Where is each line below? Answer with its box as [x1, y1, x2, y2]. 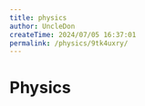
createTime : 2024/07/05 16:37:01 [9, 30, 137, 39]
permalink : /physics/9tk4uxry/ [9, 38, 129, 48]
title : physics [9, 13, 67, 23]
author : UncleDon [9, 22, 76, 31]
